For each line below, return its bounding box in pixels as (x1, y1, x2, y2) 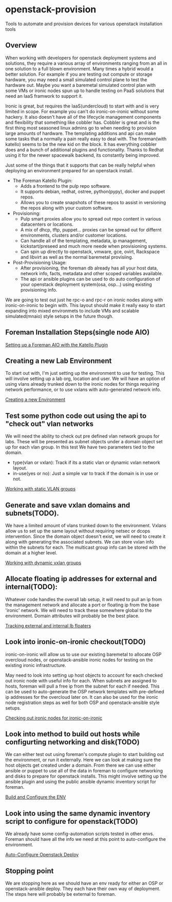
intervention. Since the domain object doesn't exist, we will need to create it (5, 533, 166, 539)
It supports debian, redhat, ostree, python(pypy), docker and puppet (20, 188, 165, 194)
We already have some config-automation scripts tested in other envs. (5, 831, 155, 837)
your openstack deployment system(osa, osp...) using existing (20, 281, 152, 287)
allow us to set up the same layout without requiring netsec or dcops (5, 528, 150, 534)
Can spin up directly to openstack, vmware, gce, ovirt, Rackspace (20, 248, 160, 255)
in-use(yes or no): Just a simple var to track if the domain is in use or (12, 471, 159, 477)
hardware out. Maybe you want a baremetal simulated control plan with (5, 82, 156, 88)
